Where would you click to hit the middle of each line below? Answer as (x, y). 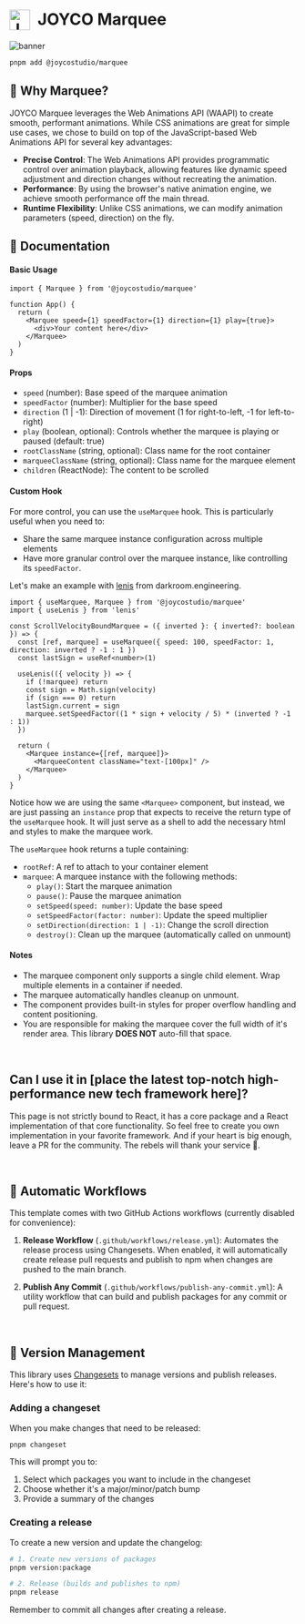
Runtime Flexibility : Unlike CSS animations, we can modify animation (152, 208)
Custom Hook (36, 491)
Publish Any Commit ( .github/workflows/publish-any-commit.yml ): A (153, 1287)
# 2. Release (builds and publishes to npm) (95, 1584)
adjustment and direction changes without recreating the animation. (150, 179)
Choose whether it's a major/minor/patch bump (111, 1489)
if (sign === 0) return (71, 698)
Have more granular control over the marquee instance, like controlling (155, 558)
